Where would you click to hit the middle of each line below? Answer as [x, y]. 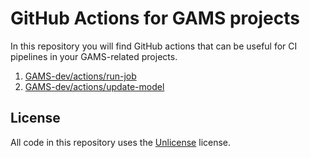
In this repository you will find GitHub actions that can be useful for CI [154, 46]
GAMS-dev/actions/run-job [80, 76]
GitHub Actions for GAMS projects [155, 18]
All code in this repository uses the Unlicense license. [121, 142]
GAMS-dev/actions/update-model [94, 86]
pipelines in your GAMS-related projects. [94, 56]
